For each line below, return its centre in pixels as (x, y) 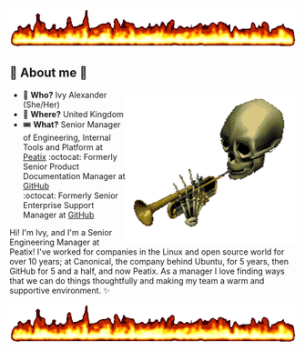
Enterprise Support (58, 205)
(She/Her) (41, 105)
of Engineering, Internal (66, 137)
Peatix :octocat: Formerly (70, 156)
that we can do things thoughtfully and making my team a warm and (137, 280)
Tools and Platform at (62, 147)
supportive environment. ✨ (60, 290)
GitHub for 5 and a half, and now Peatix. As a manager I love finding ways (147, 271)
